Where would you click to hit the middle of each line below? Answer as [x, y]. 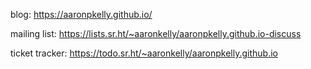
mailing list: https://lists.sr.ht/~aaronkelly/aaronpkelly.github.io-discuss [156, 33]
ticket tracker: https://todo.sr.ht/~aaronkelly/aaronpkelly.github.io [144, 53]
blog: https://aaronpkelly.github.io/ [81, 14]
